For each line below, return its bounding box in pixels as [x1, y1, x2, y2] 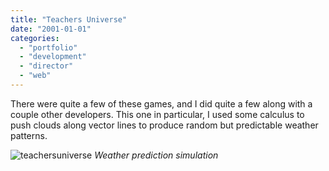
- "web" [19, 71, 52, 81]
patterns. [10, 129, 48, 141]
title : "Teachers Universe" [10, 14, 128, 25]
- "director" [19, 61, 74, 71]
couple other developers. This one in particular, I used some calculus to [10, 108, 305, 120]
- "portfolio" [19, 42, 78, 53]
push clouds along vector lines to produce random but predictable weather [10, 119, 319, 131]
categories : [10, 33, 60, 43]
